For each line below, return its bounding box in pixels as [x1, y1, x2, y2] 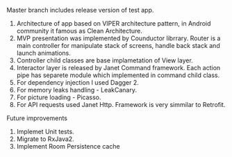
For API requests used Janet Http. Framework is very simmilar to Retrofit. [16, 101, 226, 108]
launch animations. [16, 49, 71, 57]
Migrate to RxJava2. [16, 135, 74, 143]
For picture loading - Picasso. [16, 93, 101, 101]
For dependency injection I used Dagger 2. [16, 78, 140, 86]
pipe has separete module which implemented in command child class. [16, 71, 220, 79]
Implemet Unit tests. [16, 128, 74, 135]
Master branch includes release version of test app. [6, 6, 154, 14]
